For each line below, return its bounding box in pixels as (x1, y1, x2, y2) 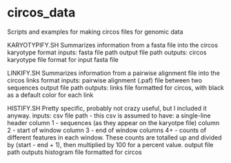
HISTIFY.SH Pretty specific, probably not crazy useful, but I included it (7, 104, 207, 112)
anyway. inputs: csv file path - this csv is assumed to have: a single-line (7, 111, 211, 120)
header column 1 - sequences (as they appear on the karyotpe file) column (7, 118, 219, 127)
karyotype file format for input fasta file (7, 55, 119, 63)
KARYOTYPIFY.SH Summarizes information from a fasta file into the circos (7, 41, 219, 49)
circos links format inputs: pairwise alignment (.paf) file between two (7, 76, 202, 84)
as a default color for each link (7, 91, 94, 99)
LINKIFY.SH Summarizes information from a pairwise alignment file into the (7, 69, 221, 77)
